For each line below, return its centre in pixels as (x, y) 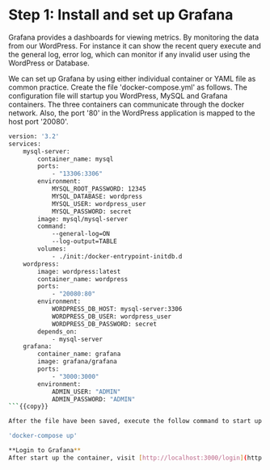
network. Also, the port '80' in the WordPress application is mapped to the (132, 113)
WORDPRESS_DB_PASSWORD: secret (104, 324)
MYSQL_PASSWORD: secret (91, 212)
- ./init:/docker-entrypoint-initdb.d (117, 256)
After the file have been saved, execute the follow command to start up (135, 422)
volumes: (52, 249)
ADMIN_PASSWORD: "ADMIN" (93, 399)
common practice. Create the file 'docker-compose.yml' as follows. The (128, 87)
